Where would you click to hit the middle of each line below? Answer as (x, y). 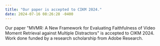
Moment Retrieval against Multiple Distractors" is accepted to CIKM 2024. (80, 33)
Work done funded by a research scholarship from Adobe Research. (74, 38)
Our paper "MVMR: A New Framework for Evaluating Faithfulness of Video (80, 28)
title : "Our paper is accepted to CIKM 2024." (53, 9)
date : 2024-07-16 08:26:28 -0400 (39, 14)
